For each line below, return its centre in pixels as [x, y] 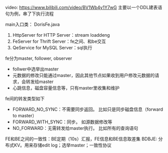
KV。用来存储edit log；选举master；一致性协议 [63, 145]
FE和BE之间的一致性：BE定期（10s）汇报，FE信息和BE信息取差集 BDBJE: [81, 139]
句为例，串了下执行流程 [29, 14]
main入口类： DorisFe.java [33, 24]
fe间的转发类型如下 [25, 99]
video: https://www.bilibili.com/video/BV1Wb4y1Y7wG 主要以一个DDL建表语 [84, 7]
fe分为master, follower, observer [39, 58]
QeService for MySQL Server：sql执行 [52, 48]
